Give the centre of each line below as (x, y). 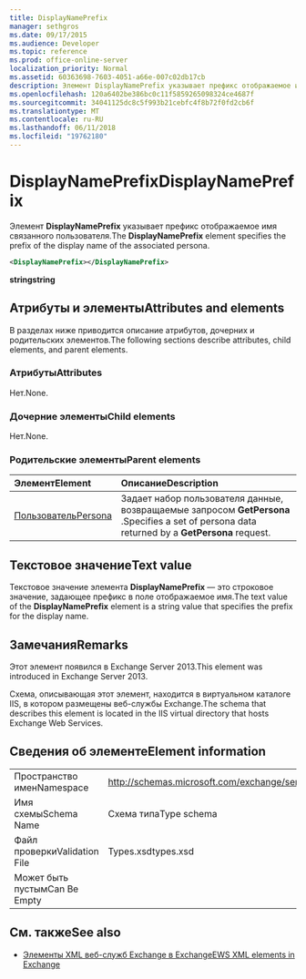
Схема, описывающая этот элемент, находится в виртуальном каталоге (150, 694)
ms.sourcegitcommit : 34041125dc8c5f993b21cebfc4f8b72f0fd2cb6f (132, 102)
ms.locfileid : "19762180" (58, 137)
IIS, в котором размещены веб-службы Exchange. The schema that (138, 704)
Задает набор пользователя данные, (202, 499)
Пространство (46, 776)
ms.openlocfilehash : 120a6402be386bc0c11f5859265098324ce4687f (132, 94)
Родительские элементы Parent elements (105, 460)
